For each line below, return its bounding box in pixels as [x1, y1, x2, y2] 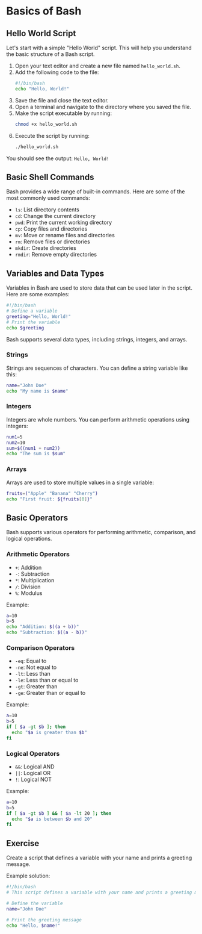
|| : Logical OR [14, 769, 51, 776]
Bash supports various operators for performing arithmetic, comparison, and [6, 529, 196, 536]
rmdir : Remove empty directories [14, 251, 97, 258]
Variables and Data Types [6, 268, 104, 278]
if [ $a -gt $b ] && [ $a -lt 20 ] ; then [6, 810, 112, 817]
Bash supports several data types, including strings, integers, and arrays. [6, 335, 188, 343]
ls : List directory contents [14, 206, 79, 213]
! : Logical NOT [14, 776, 52, 783]
